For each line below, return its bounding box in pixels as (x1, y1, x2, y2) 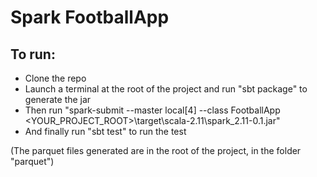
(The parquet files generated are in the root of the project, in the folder (10, 145, 302, 156)
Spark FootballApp (10, 6, 170, 29)
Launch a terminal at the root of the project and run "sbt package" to (24, 83, 308, 95)
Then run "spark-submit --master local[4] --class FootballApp (24, 104, 281, 116)
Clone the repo (24, 72, 87, 84)
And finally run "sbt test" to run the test (24, 126, 187, 137)
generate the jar (24, 94, 92, 105)
